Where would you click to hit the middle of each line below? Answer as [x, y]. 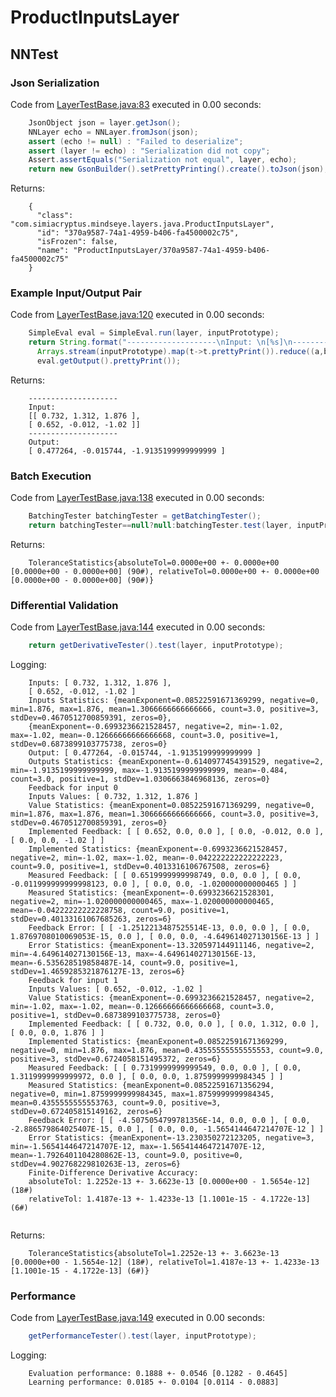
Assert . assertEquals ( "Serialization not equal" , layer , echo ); [163, 160]
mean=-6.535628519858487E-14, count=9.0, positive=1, [125, 963]
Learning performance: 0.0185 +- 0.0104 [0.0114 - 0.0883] [154, 1382]
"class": [55, 216]
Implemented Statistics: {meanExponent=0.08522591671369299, [158, 1042]
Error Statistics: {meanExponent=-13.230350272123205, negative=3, [171, 1138]
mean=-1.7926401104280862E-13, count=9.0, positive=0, [127, 1156]
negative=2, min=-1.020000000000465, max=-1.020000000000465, [142, 902]
